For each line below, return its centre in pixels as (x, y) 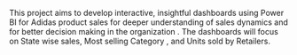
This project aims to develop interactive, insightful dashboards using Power (147, 13)
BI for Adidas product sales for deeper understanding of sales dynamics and (148, 22)
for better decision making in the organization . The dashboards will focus (144, 31)
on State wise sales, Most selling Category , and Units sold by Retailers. (140, 41)
